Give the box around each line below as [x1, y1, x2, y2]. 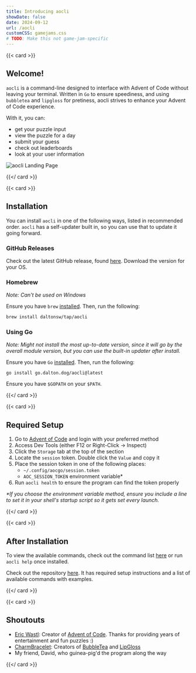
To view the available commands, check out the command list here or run [6, 552, 183, 559]
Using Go [6, 328, 33, 336]
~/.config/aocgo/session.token [23, 468, 100, 474]
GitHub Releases [6, 244, 54, 252]
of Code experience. [6, 103, 56, 110]
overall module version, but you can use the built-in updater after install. [6, 348, 181, 355]
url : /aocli [6, 25, 35, 31]
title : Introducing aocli [6, 8, 69, 15]
